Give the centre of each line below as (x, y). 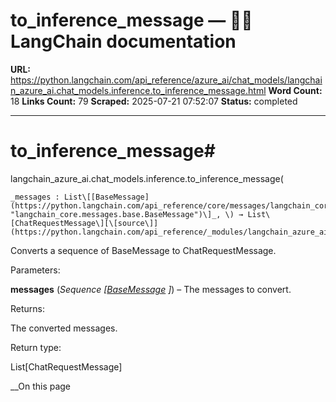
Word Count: (295, 90)
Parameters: (35, 270)
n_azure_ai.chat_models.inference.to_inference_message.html (138, 90)
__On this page (41, 386)
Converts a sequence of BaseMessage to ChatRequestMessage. (143, 250)
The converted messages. (64, 328)
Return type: (36, 347)
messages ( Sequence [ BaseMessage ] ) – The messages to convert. (151, 289)
